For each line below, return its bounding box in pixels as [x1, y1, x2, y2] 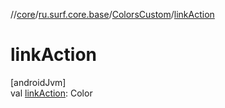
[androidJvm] [10, 76, 67, 88]
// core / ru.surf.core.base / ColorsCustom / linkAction [10, 9, 215, 20]
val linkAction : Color [10, 87, 93, 99]
